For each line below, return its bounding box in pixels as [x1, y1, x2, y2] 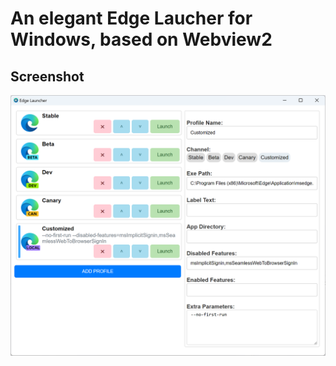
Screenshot [10, 68, 85, 85]
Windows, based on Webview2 [10, 28, 273, 51]
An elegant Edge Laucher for [10, 7, 253, 30]
